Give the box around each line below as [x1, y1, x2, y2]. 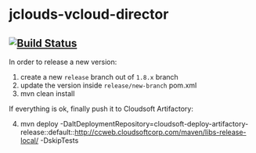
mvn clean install [20, 89, 75, 98]
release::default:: [20, 127, 75, 137]
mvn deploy [20, 119, 59, 128]
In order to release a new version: [9, 57, 117, 66]
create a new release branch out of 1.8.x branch [20, 73, 178, 81]
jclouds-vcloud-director [9, 5, 169, 23]
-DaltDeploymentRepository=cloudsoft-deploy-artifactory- [59, 119, 249, 128]
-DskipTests [39, 136, 79, 145]
